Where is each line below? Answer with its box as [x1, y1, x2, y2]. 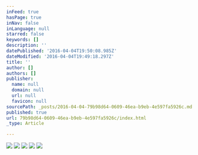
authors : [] [6, 70, 36, 76]
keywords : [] [6, 37, 39, 43]
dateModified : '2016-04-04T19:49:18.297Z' [6, 53, 114, 59]
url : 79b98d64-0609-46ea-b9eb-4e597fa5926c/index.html [6, 115, 147, 121]
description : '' [6, 43, 47, 49]
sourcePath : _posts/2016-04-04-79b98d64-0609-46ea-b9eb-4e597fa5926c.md [6, 103, 193, 110]
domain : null [11, 87, 45, 93]
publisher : [6, 76, 34, 82]
